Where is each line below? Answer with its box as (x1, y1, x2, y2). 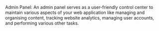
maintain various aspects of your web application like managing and (5, 9, 145, 15)
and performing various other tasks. (5, 20, 79, 26)
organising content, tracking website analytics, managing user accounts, (5, 15, 155, 20)
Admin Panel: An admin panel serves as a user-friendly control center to (5, 4, 154, 10)
